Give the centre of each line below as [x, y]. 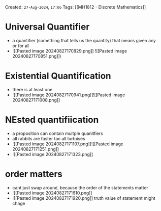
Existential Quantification [58, 76]
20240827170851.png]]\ [37, 56]
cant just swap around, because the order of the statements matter [80, 187]
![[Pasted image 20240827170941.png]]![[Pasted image [69, 95]
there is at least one [32, 89]
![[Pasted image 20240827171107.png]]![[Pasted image [68, 144]
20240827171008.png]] [36, 100]
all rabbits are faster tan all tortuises [48, 138]
